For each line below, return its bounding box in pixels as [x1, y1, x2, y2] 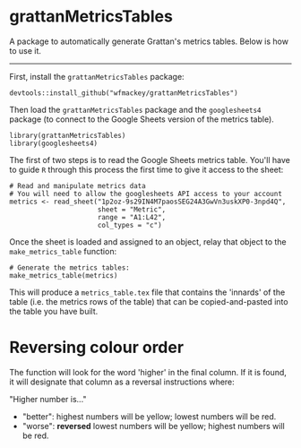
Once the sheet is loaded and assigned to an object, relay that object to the [9, 236, 287, 247]
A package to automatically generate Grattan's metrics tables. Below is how [9, 36, 289, 47]
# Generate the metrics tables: [9, 263, 130, 272]
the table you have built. [9, 306, 99, 316]
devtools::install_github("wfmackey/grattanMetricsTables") [9, 88, 239, 98]
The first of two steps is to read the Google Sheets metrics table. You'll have [9, 154, 291, 165]
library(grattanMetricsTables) [9, 131, 126, 140]
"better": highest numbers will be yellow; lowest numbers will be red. [21, 410, 277, 422]
